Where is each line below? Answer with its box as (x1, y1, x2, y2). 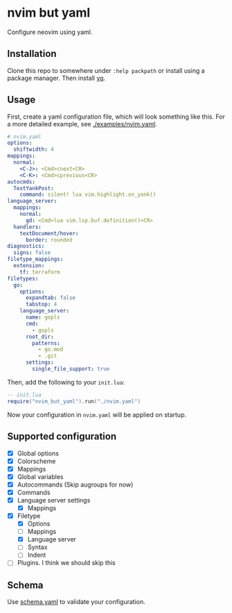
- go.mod (37, 346, 64, 353)
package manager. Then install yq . (7, 74, 106, 82)
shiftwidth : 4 (13, 146, 54, 153)
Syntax (27, 543, 48, 551)
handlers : (13, 224, 42, 230)
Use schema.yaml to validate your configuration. (7, 598, 145, 606)
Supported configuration (7, 430, 117, 442)
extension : (13, 262, 45, 269)
